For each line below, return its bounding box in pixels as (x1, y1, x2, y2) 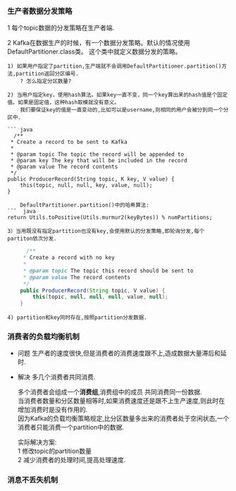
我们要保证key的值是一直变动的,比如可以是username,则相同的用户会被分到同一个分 (20, 107, 229, 114)
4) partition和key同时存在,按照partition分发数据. (7, 314, 147, 322)
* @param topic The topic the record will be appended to (10, 151, 185, 158)
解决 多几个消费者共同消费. (17, 372, 96, 382)
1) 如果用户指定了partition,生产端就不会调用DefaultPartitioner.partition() (7, 63, 222, 70)
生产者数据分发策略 (7, 6, 73, 16)
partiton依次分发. (7, 235, 57, 243)
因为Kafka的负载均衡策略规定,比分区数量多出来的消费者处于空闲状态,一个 (17, 414, 230, 423)
